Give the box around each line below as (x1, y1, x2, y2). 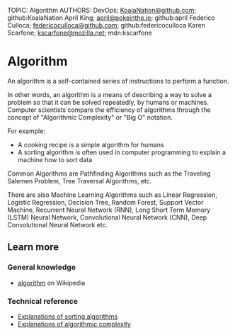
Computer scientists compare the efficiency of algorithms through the (7, 106, 211, 114)
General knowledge (7, 262, 76, 272)
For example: (7, 127, 46, 135)
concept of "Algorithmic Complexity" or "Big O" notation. (7, 113, 173, 121)
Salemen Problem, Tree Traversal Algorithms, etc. (7, 176, 152, 185)
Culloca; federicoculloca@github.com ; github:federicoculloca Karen (7, 21, 205, 29)
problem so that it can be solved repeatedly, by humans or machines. (7, 98, 210, 106)
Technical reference (7, 296, 78, 306)
